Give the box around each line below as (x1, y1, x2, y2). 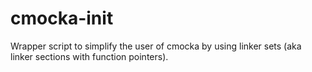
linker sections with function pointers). (10, 50, 169, 62)
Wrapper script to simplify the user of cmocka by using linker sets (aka (10, 40, 302, 52)
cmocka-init (10, 7, 114, 30)
